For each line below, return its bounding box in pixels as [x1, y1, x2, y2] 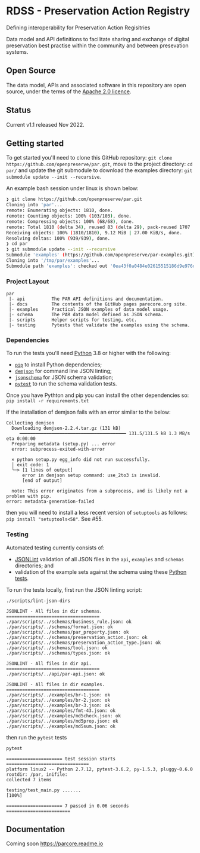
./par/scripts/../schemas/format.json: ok [6, 623, 113, 630]
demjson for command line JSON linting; [14, 368, 112, 375]
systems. [6, 48, 29, 55]
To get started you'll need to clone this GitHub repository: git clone [6, 154, 173, 161]
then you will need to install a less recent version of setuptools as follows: [6, 509, 188, 516]
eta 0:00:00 [6, 436, 36, 442]
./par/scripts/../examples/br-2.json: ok [6, 697, 111, 703]
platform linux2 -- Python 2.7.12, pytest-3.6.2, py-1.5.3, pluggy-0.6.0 [6, 766, 193, 772]
